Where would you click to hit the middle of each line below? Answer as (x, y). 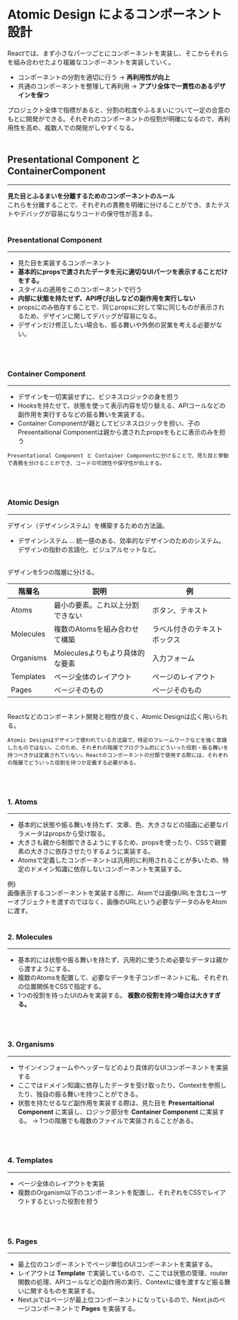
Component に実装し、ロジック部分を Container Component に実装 (118, 1112)
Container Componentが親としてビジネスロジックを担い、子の (109, 423)
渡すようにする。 (49, 969)
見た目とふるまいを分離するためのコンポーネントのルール (91, 196)
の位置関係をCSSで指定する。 (61, 987)
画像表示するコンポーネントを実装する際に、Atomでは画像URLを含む (108, 893)
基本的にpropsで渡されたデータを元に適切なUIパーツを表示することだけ (123, 272)
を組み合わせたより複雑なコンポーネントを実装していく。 (91, 62)
